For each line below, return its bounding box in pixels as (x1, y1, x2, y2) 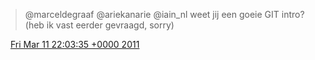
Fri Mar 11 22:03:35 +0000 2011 (9, 39, 140, 50)
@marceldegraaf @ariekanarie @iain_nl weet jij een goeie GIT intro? (24, 9, 305, 20)
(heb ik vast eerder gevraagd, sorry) (24, 19, 175, 31)
